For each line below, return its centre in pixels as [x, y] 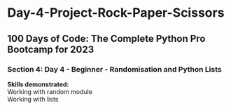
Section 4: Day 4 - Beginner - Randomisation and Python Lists [114, 69]
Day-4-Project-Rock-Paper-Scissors [116, 13]
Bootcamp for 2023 [51, 49]
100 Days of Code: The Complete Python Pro [106, 39]
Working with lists [33, 99]
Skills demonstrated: [38, 84]
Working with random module [50, 91]
